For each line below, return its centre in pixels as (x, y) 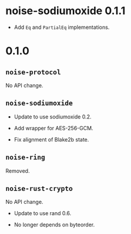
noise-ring (25, 157)
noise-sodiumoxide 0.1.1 (65, 11)
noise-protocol (33, 72)
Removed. (18, 171)
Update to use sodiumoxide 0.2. (53, 117)
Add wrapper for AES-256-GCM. (53, 128)
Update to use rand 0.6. (43, 213)
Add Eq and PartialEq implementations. (62, 27)
